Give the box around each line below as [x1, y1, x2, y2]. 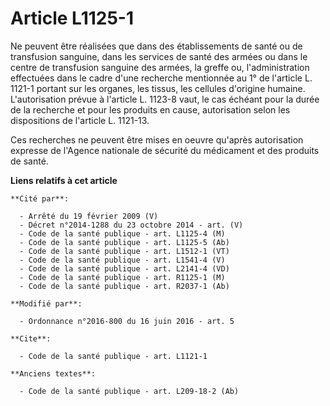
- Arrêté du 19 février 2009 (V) [19, 211, 159, 221]
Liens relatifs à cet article [10, 174, 118, 186]
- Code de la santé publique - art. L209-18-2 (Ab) [19, 386, 240, 396]
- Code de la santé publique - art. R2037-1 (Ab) [19, 281, 230, 291]
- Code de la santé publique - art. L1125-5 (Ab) [19, 237, 230, 247]
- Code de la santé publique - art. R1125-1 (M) [19, 272, 226, 282]
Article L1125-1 [10, 7, 134, 30]
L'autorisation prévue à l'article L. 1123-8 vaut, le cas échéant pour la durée [10, 93, 320, 105]
